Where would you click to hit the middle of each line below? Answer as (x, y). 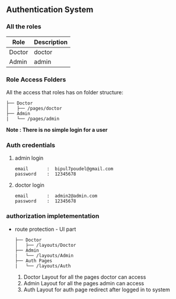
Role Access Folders (36, 79)
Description (51, 42)
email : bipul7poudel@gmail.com (64, 169)
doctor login (29, 185)
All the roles (24, 27)
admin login (29, 158)
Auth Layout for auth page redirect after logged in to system (97, 290)
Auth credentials (31, 145)
